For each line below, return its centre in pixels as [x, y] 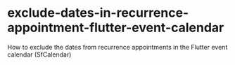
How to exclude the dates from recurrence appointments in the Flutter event [118, 47]
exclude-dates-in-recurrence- [98, 13]
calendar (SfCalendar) [39, 55]
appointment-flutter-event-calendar [116, 28]
